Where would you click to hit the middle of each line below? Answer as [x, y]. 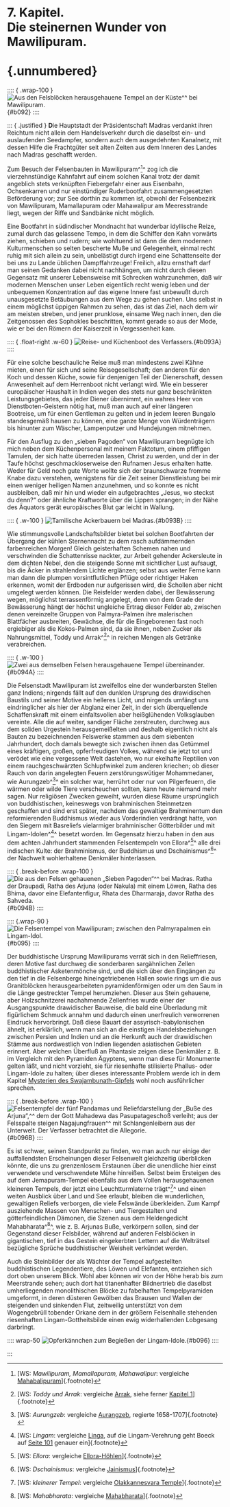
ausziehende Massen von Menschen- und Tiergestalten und [92, 1210]
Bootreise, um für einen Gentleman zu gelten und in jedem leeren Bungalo [111, 413]
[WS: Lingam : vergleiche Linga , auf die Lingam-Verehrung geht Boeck [116, 1436]
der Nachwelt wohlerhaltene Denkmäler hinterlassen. [82, 858]
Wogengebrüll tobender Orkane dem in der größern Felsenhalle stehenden [112, 1313]
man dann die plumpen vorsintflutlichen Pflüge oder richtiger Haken [103, 577]
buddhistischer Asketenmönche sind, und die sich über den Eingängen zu [111, 971]
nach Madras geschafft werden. [52, 154]
